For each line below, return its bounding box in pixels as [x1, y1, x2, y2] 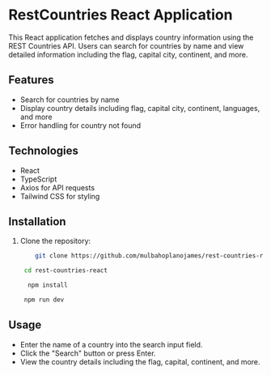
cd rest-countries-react [23, 266, 108, 275]
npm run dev [23, 296, 65, 304]
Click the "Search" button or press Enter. [19, 348, 156, 358]
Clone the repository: [19, 237, 91, 246]
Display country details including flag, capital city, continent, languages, [19, 103, 260, 113]
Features [8, 73, 54, 87]
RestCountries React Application [8, 6, 233, 24]
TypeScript [19, 174, 57, 184]
